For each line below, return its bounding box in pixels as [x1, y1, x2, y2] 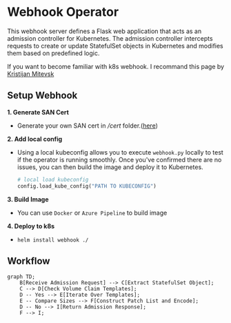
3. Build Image [7, 195, 50, 204]
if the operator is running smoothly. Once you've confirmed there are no [17, 155, 222, 164]
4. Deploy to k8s [7, 222, 55, 230]
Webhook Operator [7, 4, 119, 20]
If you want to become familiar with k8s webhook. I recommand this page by [7, 62, 225, 70]
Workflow [7, 255, 50, 266]
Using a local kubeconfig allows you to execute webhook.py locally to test [17, 148, 224, 156]
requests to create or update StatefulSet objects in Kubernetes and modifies [7, 41, 224, 50]
